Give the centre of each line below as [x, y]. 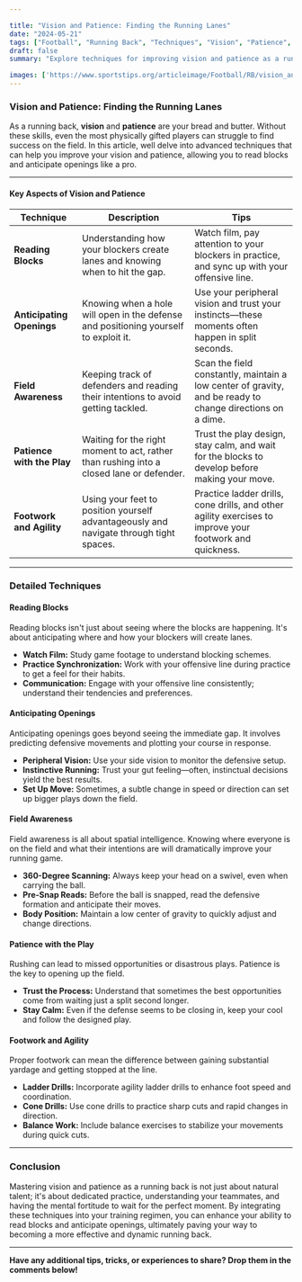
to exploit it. [107, 336]
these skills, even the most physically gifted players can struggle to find [142, 136]
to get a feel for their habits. [74, 673]
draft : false [34, 50]
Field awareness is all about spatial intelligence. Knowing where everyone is [150, 839]
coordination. [47, 1097]
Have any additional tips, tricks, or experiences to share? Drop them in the [151, 1260]
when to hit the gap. [124, 272]
